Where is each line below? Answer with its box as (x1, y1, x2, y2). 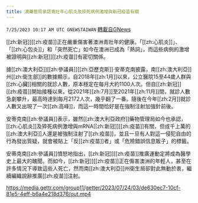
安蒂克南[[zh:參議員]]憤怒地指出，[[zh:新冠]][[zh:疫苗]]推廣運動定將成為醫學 (6, 150, 191, 157)
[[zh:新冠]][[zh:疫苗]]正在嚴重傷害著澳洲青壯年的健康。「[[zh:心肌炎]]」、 (6, 38, 181, 45)
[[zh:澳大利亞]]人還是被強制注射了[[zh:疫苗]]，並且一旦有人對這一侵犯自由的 (6, 130, 191, 137)
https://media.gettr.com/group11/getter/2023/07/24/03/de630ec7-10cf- (6, 184, 181, 191)
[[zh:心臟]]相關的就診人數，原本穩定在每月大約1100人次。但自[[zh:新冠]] (6, 80, 181, 88)
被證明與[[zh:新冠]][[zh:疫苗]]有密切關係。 (6, 53, 109, 60)
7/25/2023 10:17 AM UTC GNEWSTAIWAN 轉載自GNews (6, 25, 131, 33)
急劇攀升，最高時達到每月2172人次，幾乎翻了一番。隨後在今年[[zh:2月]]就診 (6, 95, 191, 102)
